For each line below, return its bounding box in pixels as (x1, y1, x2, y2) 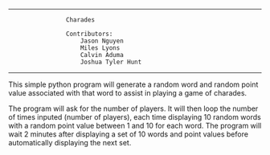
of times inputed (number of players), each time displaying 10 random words (8, 112, 261, 121)
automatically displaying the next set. (8, 138, 132, 147)
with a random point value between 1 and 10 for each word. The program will (8, 121, 262, 130)
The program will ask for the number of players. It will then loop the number (8, 104, 259, 113)
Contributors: (65, 30, 113, 38)
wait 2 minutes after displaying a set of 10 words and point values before (8, 129, 249, 139)
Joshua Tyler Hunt (80, 58, 142, 66)
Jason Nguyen (80, 37, 125, 45)
